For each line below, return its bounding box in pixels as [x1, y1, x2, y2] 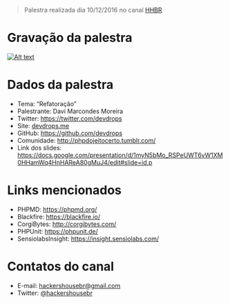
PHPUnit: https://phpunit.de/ [17, 227, 98, 235]
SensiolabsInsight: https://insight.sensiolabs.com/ [17, 234, 160, 243]
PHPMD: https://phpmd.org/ [17, 205, 97, 213]
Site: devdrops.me [17, 121, 70, 130]
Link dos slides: [17, 143, 62, 152]
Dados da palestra [7, 77, 114, 92]
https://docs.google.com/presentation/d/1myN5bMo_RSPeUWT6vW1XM [17, 151, 223, 159]
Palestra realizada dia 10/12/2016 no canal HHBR [23, 6, 162, 14]
